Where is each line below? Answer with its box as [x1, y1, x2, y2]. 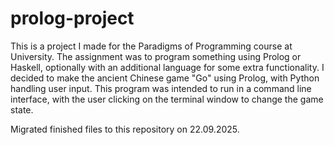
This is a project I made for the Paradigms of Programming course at [10, 40, 293, 52]
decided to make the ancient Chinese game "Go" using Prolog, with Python [10, 72, 320, 84]
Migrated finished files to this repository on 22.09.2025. [10, 123, 240, 135]
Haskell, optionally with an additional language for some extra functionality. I [10, 61, 325, 73]
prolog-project [10, 7, 135, 30]
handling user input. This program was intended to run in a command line [10, 82, 312, 94]
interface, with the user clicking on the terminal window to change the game [10, 93, 324, 105]
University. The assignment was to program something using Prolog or [10, 50, 302, 62]
